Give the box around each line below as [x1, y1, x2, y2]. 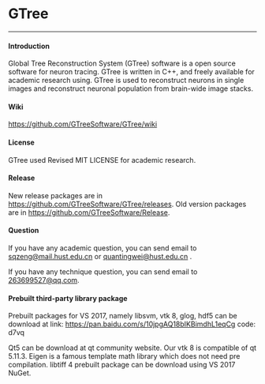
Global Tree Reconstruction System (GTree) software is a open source [8, 58, 237, 68]
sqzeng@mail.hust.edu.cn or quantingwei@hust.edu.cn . [8, 251, 192, 261]
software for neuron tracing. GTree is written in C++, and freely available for [8, 67, 255, 77]
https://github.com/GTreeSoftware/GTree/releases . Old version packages [8, 199, 247, 209]
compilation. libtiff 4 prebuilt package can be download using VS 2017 [8, 360, 236, 370]
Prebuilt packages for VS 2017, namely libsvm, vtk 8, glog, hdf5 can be [8, 311, 238, 321]
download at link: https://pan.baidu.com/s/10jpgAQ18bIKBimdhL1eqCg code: [8, 319, 256, 329]
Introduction [8, 41, 50, 51]
